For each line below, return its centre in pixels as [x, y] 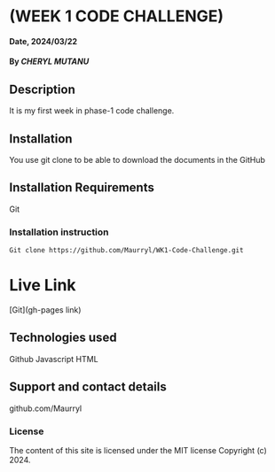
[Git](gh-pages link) [45, 310]
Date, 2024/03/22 [43, 41]
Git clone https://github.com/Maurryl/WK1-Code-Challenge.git [126, 251]
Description [42, 89]
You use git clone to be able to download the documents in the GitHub [137, 160]
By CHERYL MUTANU [49, 62]
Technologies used [63, 338]
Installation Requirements [82, 188]
